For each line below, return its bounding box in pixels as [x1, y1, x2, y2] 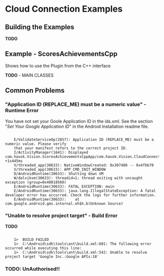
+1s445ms [5, 158, 23, 163]
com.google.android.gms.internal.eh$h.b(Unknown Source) [5, 201, 123, 206]
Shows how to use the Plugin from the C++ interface [5, 62, 111, 69]
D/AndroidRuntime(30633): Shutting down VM [14, 171, 104, 176]
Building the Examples [5, 23, 75, 31]
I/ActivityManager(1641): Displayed [14, 150, 89, 155]
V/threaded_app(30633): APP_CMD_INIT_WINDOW [14, 167, 106, 172]
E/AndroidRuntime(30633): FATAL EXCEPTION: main [14, 184, 115, 189]
